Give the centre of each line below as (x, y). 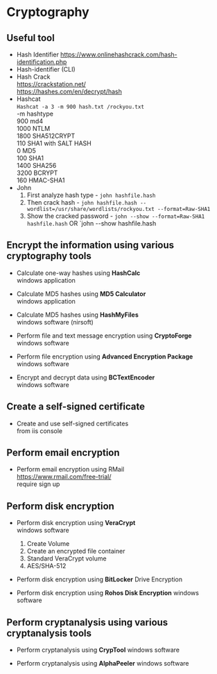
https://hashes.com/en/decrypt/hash (69, 92)
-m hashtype (35, 113)
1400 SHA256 (36, 165)
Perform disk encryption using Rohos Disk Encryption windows (107, 593)
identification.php (42, 62)
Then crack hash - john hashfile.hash (82, 202)
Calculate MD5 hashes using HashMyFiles (78, 315)
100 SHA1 (30, 158)
